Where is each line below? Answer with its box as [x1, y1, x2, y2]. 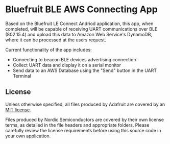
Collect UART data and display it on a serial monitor [12, 62, 122, 68]
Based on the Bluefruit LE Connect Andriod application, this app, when [5, 20, 154, 27]
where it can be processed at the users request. [5, 37, 106, 43]
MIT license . [5, 106, 32, 113]
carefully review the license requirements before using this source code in [5, 127, 161, 133]
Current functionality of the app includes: [5, 46, 92, 53]
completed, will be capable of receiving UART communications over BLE [5, 26, 158, 32]
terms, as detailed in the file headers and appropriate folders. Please [5, 122, 150, 128]
